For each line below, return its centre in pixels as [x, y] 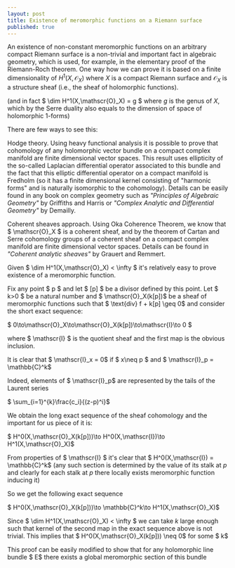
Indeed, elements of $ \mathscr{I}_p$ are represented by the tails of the [111, 380]
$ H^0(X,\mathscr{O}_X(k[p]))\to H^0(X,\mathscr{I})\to [86, 436]
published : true [31, 27]
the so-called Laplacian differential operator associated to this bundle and [114, 165]
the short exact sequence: [45, 311]
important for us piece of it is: [50, 422]
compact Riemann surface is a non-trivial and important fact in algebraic [112, 54]
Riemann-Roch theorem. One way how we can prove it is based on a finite [114, 69]
